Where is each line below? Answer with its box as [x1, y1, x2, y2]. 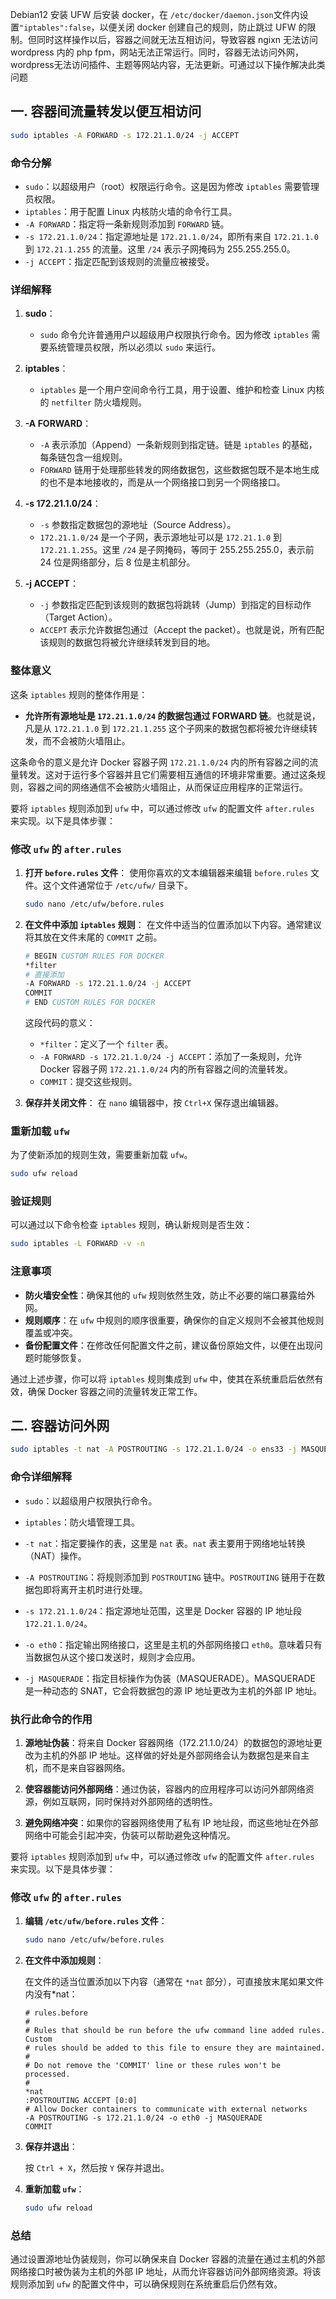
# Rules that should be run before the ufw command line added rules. [24, 2026, 326, 2036]
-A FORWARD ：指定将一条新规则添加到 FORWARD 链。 [24, 218, 230, 230]
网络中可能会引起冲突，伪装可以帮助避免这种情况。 [24, 1829, 236, 1841]
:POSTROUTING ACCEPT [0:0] [24, 2096, 138, 2106]
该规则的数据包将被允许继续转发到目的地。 [39, 636, 216, 648]
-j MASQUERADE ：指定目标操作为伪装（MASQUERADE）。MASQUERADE [24, 1672, 316, 1684]
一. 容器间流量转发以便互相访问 [10, 103, 202, 120]
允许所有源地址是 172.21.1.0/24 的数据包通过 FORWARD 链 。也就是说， [24, 709, 321, 722]
